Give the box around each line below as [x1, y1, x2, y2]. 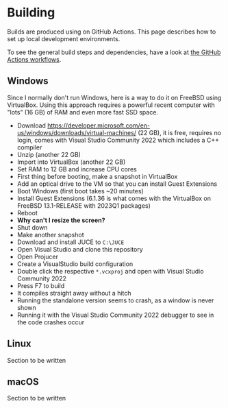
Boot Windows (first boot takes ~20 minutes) [16, 187, 144, 195]
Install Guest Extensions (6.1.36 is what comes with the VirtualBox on [16, 194, 211, 202]
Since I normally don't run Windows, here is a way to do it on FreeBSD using [7, 93, 222, 101]
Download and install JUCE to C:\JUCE [16, 238, 125, 246]
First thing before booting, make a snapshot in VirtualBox [16, 172, 178, 180]
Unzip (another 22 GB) [16, 150, 81, 158]
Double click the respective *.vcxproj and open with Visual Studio [16, 267, 204, 275]
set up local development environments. [7, 34, 121, 43]
